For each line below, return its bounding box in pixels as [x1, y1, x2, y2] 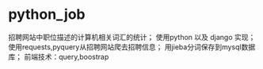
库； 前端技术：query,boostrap [8, 52, 109, 61]
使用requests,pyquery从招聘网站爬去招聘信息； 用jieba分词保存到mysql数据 [8, 42, 256, 52]
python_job [8, 5, 86, 24]
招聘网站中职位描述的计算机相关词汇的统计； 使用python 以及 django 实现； [8, 32, 256, 42]
